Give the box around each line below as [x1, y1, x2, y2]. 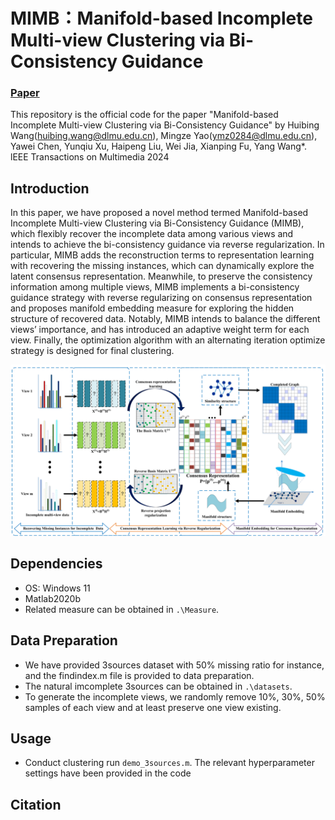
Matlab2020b [24, 592, 82, 604]
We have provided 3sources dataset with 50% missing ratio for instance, [24, 659, 325, 671]
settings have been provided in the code [24, 767, 192, 779]
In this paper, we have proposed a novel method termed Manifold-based [10, 207, 309, 219]
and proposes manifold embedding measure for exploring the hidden [10, 302, 295, 314]
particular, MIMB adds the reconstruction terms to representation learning [10, 249, 315, 261]
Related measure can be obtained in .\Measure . [24, 603, 220, 615]
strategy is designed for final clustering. [10, 345, 175, 357]
